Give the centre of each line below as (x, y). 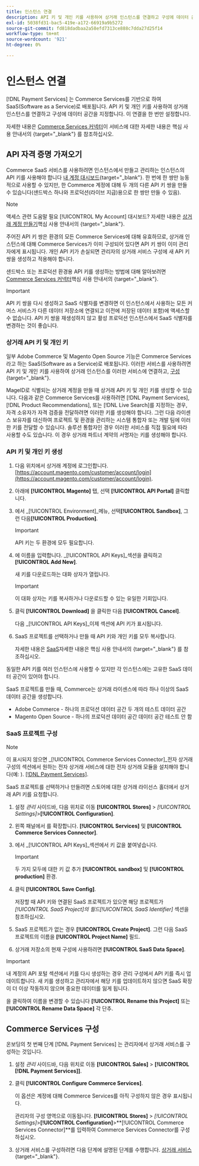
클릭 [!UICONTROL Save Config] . (55, 889)
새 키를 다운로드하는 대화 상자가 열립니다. (62, 574)
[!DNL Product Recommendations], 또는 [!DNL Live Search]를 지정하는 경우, (97, 405)
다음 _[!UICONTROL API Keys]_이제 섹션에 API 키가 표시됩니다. (89, 624)
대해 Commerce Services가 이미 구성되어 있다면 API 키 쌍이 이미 (102, 244)
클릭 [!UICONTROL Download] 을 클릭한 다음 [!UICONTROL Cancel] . (97, 611)
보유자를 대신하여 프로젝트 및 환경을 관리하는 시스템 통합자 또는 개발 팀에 (96, 419)
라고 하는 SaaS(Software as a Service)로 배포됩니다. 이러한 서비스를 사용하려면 (99, 363)
